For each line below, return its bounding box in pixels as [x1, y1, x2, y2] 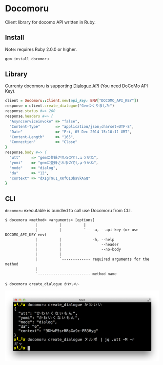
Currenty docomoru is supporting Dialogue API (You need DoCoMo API [5, 83, 148, 89]
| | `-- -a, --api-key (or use [36, 227, 139, 233]
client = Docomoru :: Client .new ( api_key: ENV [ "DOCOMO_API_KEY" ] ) [5, 98, 139, 103]
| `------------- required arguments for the [36, 257, 150, 262]
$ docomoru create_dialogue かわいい [5, 282, 79, 287]
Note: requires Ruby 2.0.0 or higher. [5, 46, 77, 52]
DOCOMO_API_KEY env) [5, 232, 47, 238]
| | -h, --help [36, 237, 115, 243]
